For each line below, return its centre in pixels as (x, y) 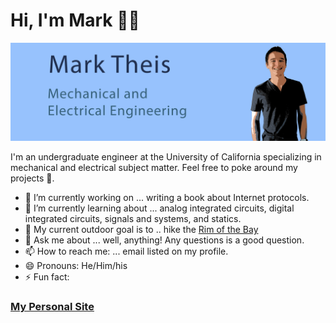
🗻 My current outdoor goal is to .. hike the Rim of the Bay (141, 230)
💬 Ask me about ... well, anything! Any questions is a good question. (164, 240)
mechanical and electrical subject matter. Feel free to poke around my (154, 168)
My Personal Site (52, 307)
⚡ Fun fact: (47, 277)
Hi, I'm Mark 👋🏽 (75, 20)
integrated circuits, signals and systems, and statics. (133, 219)
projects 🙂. (32, 178)
